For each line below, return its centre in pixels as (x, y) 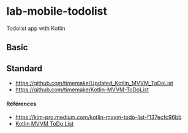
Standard (24, 68)
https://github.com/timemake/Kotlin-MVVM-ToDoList (82, 89)
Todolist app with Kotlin (36, 28)
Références (21, 104)
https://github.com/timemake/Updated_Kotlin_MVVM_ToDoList (94, 83)
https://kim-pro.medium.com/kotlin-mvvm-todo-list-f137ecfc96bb (98, 117)
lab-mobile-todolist (57, 11)
